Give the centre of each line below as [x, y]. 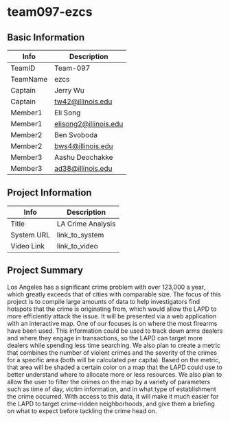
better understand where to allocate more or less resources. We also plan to [115, 374]
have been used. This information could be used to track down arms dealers [115, 331]
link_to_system [80, 235]
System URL [30, 235]
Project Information [49, 193]
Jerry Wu [69, 90]
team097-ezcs [50, 12]
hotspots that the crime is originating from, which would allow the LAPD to [112, 309]
